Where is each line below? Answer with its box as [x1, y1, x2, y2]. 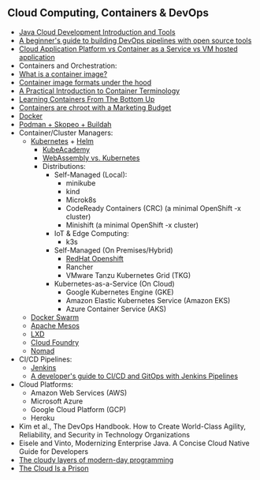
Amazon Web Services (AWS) [30, 388, 128, 397]
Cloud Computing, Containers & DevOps [7, 6, 210, 20]
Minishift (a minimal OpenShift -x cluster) [65, 220, 199, 230]
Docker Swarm [30, 312, 80, 322]
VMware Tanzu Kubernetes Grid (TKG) [65, 270, 191, 279]
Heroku [30, 413, 55, 422]
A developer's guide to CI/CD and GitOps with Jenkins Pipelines [30, 371, 238, 381]
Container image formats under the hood [18, 77, 152, 87]
